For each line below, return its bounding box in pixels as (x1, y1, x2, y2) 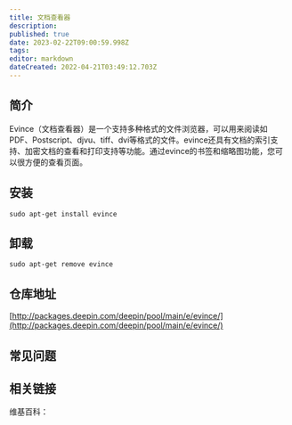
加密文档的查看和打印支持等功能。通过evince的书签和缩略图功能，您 (24, 145, 276, 156)
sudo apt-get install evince (9, 209, 118, 218)
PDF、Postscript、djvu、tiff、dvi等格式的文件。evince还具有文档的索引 (9, 135, 272, 145)
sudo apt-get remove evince (9, 260, 114, 269)
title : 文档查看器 (9, 12, 71, 22)
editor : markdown (9, 54, 74, 63)
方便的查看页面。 (24, 157, 87, 168)
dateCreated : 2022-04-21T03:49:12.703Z (9, 63, 158, 72)
